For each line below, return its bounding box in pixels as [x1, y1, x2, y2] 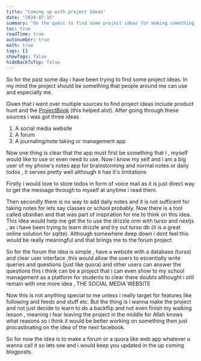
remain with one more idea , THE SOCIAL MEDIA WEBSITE [6, 280, 151, 287]
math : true [6, 43, 34, 49]
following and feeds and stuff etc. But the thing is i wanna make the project [6, 298, 191, 305]
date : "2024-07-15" [6, 14, 55, 20]
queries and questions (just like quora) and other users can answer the [6, 261, 182, 268]
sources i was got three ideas [6, 113, 79, 120]
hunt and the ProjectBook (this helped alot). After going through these [6, 106, 179, 114]
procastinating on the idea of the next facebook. [6, 323, 125, 331]
